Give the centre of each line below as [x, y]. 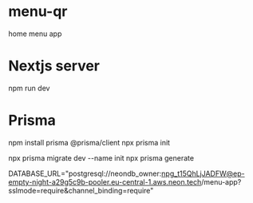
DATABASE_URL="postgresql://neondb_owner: [85, 173]
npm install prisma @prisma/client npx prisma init [89, 142]
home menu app [35, 34]
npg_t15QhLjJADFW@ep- [203, 173]
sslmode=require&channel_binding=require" [81, 190]
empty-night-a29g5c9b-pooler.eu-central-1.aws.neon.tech [105, 181]
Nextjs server [54, 66]
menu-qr [38, 12]
